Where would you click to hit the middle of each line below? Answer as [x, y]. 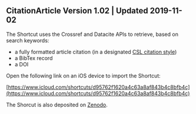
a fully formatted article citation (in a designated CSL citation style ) [96, 52]
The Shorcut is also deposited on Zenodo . [57, 105]
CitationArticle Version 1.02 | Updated [77, 11]
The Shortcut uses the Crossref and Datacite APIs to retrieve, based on [92, 34]
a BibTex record [34, 58]
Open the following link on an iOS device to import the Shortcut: [83, 76]
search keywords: [28, 40]
